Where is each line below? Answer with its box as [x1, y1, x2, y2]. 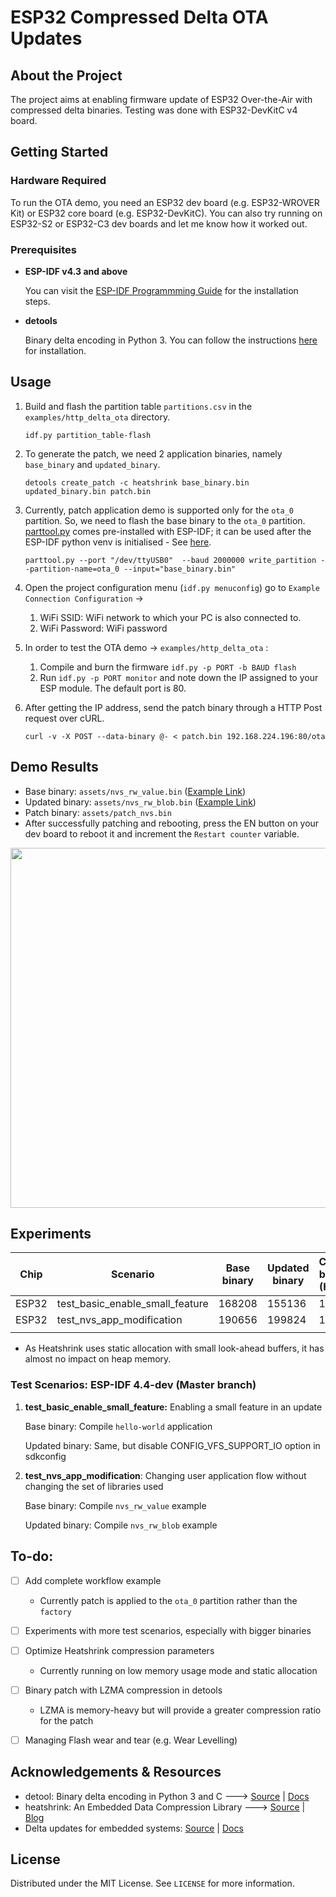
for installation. [24, 344, 87, 356]
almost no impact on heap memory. [24, 1353, 172, 1365]
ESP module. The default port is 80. [39, 682, 187, 694]
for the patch [39, 1714, 94, 1726]
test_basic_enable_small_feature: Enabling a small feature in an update [24, 1401, 323, 1413]
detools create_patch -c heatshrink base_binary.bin [24, 477, 250, 488]
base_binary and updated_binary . [24, 458, 161, 470]
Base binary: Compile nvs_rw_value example [24, 1499, 207, 1511]
